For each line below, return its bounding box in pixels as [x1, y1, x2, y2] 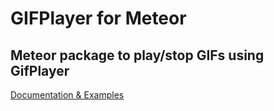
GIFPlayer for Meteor [10, 7, 187, 30]
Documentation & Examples [10, 89, 125, 101]
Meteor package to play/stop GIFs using [10, 47, 265, 64]
